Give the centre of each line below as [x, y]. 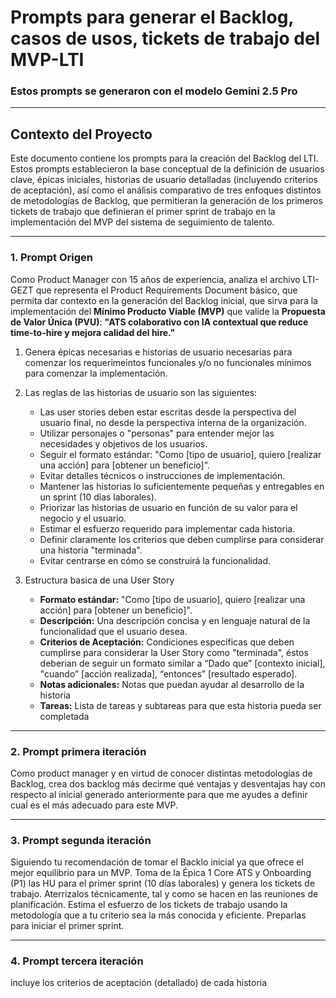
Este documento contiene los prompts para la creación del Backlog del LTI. [164, 158]
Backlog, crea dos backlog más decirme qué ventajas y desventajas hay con [168, 783]
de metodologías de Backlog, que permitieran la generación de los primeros [166, 201]
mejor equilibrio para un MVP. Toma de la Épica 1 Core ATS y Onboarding [161, 873]
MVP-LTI [47, 60]
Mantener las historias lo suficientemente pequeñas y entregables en [182, 486]
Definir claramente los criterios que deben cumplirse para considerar [182, 539]
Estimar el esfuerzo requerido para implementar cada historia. [167, 528]
